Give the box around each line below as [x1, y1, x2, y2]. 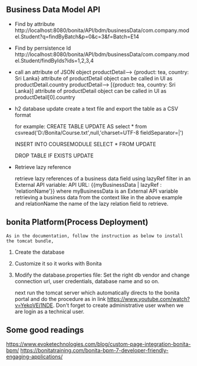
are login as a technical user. [14, 307, 84, 315]
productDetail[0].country [14, 93, 75, 101]
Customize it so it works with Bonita [14, 260, 102, 267]
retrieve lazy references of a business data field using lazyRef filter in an [14, 174, 191, 182]
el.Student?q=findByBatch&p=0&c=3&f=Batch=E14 [14, 33, 140, 40]
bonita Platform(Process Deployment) [6, 217, 149, 227]
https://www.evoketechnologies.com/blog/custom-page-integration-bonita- [6, 341, 191, 348]
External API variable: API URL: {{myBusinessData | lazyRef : [14, 181, 162, 188]
